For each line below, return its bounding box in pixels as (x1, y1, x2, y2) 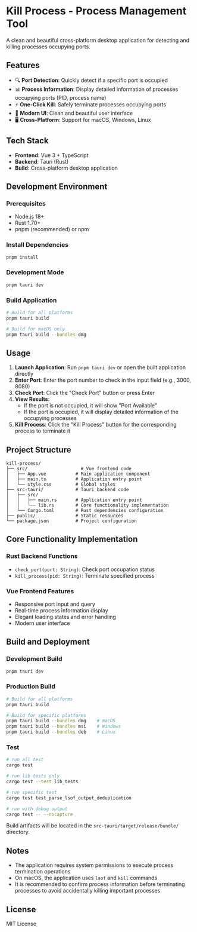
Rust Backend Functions (6, 552, 78, 560)
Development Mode (6, 268, 64, 277)
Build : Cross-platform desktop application (14, 164, 118, 171)
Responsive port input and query (14, 600, 95, 608)
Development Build (6, 655, 62, 663)
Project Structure (6, 444, 71, 455)
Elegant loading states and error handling (14, 614, 116, 620)
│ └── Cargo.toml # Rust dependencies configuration (6, 508, 164, 514)
